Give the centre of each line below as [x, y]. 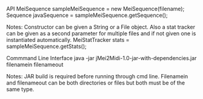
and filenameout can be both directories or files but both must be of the [96, 83]
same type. [20, 89]
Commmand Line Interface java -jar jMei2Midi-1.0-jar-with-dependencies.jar [101, 58]
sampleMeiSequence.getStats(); [46, 46]
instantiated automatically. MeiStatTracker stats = [68, 40]
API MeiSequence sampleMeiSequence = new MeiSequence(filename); [95, 9]
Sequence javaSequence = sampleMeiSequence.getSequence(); [87, 15]
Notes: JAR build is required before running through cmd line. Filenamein [97, 76]
